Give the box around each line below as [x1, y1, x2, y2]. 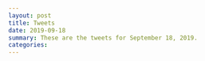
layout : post [8, 11, 52, 20]
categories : [8, 41, 48, 49]
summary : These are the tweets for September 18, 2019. [8, 33, 198, 42]
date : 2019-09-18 [8, 26, 66, 34]
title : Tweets [8, 19, 56, 27]
